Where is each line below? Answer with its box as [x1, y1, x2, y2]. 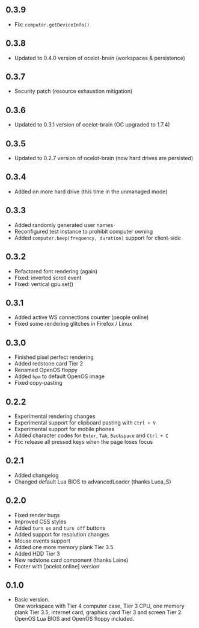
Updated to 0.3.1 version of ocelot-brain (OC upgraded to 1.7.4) [14, 121, 170, 128]
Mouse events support [14, 537, 70, 544]
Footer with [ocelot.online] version [14, 562, 100, 570]
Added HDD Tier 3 [14, 550, 61, 557]
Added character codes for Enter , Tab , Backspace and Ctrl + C [14, 432, 169, 439]
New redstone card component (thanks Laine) [14, 556, 129, 564]
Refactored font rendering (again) [14, 267, 98, 275]
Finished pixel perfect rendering [14, 353, 94, 361]
